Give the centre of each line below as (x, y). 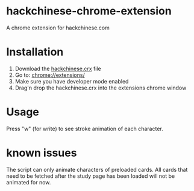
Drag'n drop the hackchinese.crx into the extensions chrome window (101, 88)
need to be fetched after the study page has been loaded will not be (91, 176)
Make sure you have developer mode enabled (72, 81)
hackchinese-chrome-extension (89, 11)
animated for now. (29, 182)
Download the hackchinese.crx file (58, 68)
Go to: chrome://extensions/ (50, 75)
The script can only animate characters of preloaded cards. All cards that (97, 169)
